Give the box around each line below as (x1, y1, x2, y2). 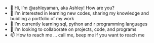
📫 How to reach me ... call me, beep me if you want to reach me (10, 32, 145, 38)
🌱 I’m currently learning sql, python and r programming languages (10, 21, 148, 27)
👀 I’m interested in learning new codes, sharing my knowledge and (10, 10, 149, 16)
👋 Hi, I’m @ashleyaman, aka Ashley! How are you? (10, 5, 115, 11)
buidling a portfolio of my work (10, 16, 74, 21)
